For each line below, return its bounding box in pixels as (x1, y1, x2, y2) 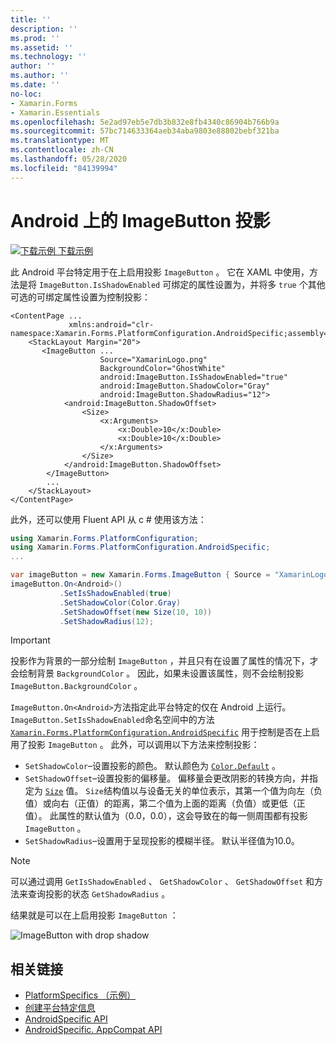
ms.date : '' (10, 80, 60, 90)
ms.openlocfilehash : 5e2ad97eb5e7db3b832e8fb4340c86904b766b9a (10, 117, 280, 127)
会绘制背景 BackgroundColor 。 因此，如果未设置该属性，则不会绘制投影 (10, 667, 305, 680)
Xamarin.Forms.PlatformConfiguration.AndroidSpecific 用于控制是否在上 (10, 726, 312, 738)
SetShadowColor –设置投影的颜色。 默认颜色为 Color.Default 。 (24, 760, 281, 772)
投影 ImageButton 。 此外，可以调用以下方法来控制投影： (27, 739, 260, 751)
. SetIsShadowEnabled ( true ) (59, 588, 172, 598)
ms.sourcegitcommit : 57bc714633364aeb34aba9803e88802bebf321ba (10, 126, 280, 136)
